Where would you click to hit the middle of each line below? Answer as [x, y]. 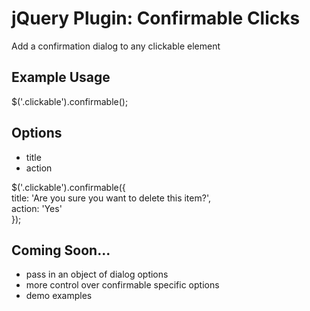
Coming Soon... [61, 250]
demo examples [59, 296]
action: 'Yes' [37, 208]
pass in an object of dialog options [97, 274]
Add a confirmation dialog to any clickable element [116, 46]
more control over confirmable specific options [122, 285]
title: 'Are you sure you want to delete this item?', [111, 198]
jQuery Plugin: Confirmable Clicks [156, 18]
